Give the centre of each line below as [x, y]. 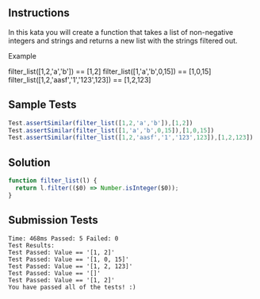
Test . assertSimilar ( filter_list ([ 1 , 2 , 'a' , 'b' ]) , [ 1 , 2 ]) [101, 123]
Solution [29, 162]
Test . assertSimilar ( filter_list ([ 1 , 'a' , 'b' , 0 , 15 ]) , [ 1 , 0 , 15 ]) [111, 130]
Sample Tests [42, 105]
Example [23, 56]
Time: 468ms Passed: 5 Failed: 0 [63, 238]
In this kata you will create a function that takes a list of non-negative [121, 32]
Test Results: [32, 245]
